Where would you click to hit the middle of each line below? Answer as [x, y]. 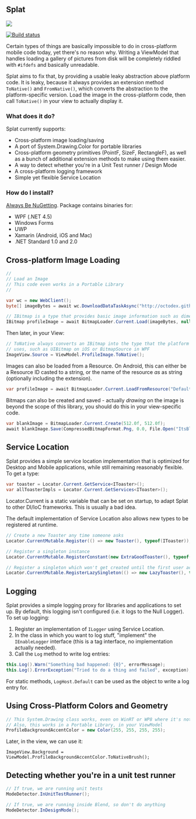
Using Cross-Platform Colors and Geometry [87, 706]
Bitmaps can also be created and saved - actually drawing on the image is [95, 400]
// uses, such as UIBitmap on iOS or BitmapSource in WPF [78, 349]
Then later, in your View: [35, 333]
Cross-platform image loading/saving [59, 141]
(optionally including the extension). [49, 378]
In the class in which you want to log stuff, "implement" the [85, 635]
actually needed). [36, 648]
